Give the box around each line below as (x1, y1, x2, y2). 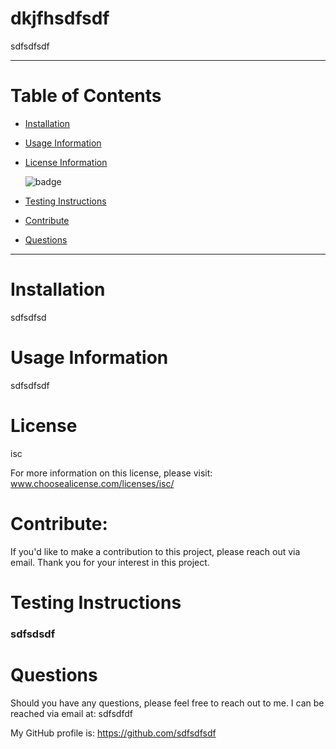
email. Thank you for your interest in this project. (10, 556, 210, 568)
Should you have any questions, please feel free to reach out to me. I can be (10, 697, 325, 709)
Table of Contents (10, 85, 162, 107)
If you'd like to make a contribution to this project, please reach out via (10, 545, 301, 557)
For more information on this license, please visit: (10, 467, 213, 479)
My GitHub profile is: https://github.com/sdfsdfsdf (10, 727, 217, 739)
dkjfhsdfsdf (10, 7, 110, 30)
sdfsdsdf (10, 627, 56, 641)
